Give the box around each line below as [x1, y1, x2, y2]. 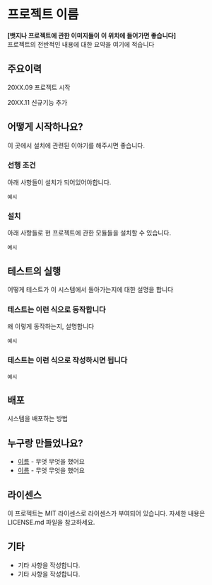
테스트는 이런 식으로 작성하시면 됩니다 [7, 355, 128, 365]
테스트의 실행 [7, 265, 61, 277]
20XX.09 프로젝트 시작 [7, 83, 71, 91]
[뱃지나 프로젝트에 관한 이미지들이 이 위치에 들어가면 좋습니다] [7, 31, 177, 40]
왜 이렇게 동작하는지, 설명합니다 [7, 322, 95, 330]
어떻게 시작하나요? [7, 121, 83, 133]
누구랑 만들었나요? [7, 437, 83, 449]
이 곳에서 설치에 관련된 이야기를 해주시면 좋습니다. [7, 141, 146, 150]
